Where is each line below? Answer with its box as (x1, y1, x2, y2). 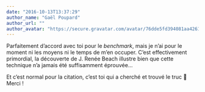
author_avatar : (6, 25, 45, 32)
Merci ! (6, 80, 24, 87)
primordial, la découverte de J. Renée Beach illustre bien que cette (6, 55, 174, 62)
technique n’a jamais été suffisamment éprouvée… (6, 62, 133, 69)
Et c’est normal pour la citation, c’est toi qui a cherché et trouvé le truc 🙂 (6, 73, 187, 80)
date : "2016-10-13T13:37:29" (6, 8, 81, 15)
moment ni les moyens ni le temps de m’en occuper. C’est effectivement (6, 49, 187, 56)
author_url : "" (6, 20, 45, 26)
